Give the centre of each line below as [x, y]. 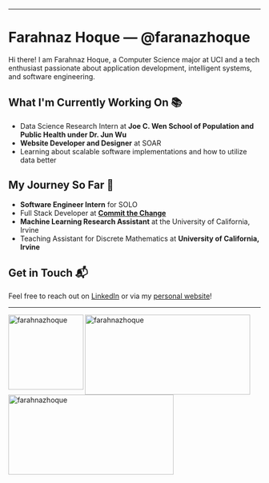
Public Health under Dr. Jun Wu [73, 134]
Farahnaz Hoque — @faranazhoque [129, 38]
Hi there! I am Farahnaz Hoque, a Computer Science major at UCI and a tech [134, 59]
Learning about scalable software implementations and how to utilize [133, 151]
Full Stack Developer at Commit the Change [93, 213]
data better [38, 160]
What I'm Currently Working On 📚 [95, 103]
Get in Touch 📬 [48, 273]
